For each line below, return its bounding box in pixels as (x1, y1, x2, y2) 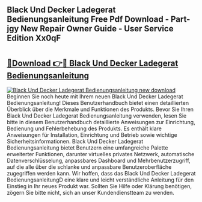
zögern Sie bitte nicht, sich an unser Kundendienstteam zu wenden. (7, 189, 175, 196)
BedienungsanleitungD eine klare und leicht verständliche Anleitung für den (7, 176, 194, 183)
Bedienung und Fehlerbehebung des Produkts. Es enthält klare (7, 125, 162, 132)
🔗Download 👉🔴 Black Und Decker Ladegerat (7, 58, 179, 68)
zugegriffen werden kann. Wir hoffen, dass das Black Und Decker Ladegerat (7, 170, 196, 177)
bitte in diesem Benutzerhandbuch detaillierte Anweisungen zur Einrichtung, (7, 119, 195, 125)
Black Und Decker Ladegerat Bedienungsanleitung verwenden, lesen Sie (7, 112, 187, 119)
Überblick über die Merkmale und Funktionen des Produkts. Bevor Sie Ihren (7, 106, 194, 113)
